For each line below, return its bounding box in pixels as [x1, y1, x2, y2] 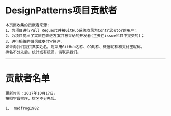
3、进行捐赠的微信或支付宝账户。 [5, 38, 65, 44]
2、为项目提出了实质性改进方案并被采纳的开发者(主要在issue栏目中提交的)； [5, 33, 145, 38]
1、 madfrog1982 [5, 106, 39, 111]
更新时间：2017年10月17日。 [5, 91, 58, 96]
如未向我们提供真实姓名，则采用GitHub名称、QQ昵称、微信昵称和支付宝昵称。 [5, 44, 145, 49]
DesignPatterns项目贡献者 [5, 5, 117, 16]
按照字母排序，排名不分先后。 [5, 96, 59, 101]
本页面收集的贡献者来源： [5, 22, 51, 28]
